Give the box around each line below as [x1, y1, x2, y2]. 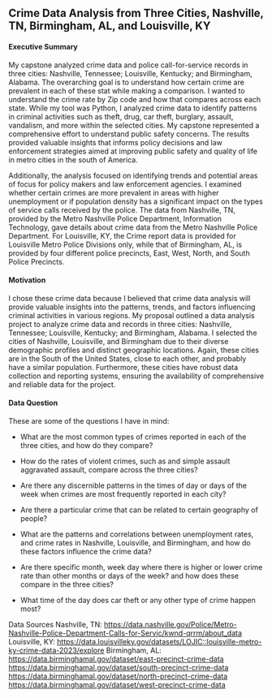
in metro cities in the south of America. [8, 154, 138, 165]
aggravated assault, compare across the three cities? [19, 465, 199, 474]
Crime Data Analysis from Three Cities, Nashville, [8, 6, 264, 20]
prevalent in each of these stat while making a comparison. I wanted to [8, 85, 245, 96]
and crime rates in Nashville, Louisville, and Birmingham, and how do [19, 538, 251, 547]
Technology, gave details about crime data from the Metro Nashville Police [8, 222, 258, 232]
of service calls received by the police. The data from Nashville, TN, [8, 205, 235, 214]
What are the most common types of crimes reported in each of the [19, 432, 247, 442]
